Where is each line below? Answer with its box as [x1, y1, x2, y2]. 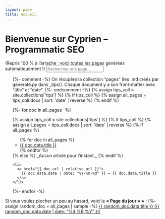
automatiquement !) [5, 66, 46, 72]
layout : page [5, 7, 32, 12]
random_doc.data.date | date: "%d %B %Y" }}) [5, 209, 101, 215]
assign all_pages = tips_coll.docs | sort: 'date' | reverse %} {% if [12, 122, 144, 128]
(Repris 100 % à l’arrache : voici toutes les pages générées [5, 60, 125, 66]
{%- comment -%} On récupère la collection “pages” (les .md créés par [12, 76, 159, 82]
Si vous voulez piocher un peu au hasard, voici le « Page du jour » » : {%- [5, 198, 156, 204]
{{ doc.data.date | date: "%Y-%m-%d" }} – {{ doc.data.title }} [21, 171, 157, 176]
